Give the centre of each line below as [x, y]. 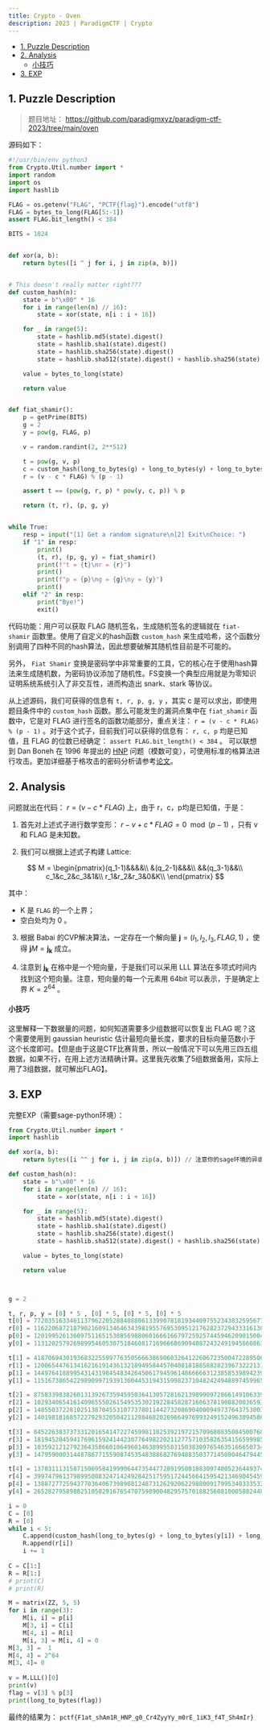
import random [32, 175]
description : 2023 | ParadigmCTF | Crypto [80, 23]
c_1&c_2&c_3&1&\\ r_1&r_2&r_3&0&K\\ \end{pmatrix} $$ [135, 876]
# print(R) [27, 1588]
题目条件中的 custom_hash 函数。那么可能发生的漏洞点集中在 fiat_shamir [129, 711]
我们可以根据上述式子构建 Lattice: [76, 852]
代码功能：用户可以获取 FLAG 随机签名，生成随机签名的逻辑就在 [115, 626]
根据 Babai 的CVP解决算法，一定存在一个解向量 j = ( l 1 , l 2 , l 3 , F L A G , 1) [132, 938]
